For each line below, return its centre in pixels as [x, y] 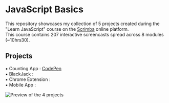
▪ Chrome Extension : [28, 79]
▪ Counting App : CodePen [34, 68]
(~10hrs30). [18, 40]
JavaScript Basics [44, 9]
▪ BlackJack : [19, 74]
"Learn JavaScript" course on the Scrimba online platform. [67, 29]
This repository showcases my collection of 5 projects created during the [82, 24]
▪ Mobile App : [21, 85]
